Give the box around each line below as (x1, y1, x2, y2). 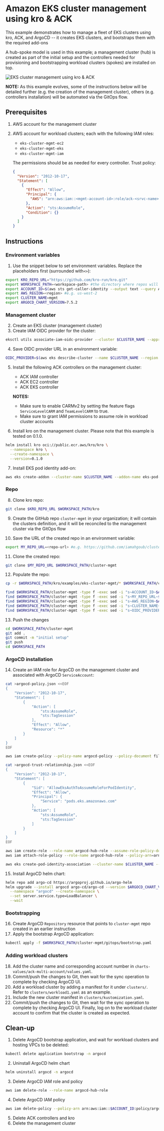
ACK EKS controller (19, 384, 59, 390)
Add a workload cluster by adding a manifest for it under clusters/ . (12, 984, 148, 990)
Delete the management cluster (12, 1120, 76, 1126)
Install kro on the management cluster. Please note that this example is (12, 428, 154, 434)
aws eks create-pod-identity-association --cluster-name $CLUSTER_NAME (5, 861, 154, 867)
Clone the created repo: (12, 553, 60, 559)
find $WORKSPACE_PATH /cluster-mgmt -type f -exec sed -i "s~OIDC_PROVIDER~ (5, 608, 163, 613)
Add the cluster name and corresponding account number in (12, 963, 134, 969)
